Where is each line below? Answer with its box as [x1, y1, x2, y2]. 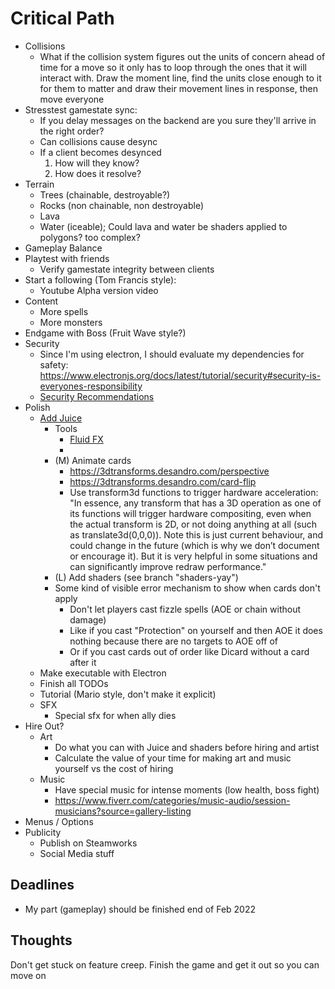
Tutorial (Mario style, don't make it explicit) [39, 688, 217, 700]
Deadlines [10, 877, 75, 894]
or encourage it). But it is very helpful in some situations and [69, 550, 318, 562]
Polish [24, 401, 51, 413]
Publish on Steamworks [39, 837, 138, 849]
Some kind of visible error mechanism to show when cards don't [54, 582, 321, 594]
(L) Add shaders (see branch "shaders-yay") [54, 571, 239, 583]
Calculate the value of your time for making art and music [54, 752, 292, 764]
